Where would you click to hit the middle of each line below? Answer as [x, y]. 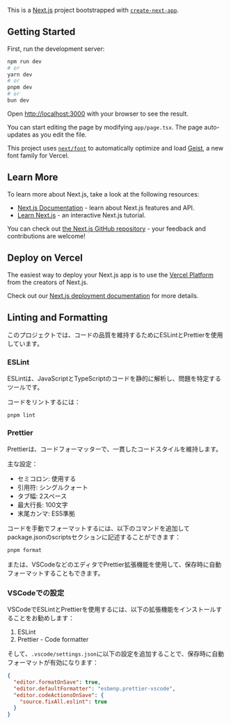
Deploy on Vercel [45, 258]
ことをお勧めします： [43, 618]
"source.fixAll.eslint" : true [64, 702]
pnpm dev [20, 87]
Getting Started [41, 32]
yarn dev [20, 75]
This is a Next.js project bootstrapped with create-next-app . [93, 10]
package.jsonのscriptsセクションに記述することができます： [94, 537]
